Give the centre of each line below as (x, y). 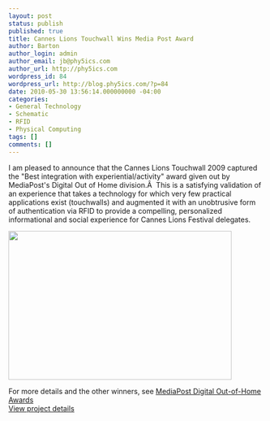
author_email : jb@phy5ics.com (60, 62)
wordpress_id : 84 (38, 76)
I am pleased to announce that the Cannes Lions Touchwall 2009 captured (133, 167)
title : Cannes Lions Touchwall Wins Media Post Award (101, 39)
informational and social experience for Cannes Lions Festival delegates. (130, 219)
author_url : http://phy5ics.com (63, 69)
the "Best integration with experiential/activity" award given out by (119, 176)
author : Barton (34, 46)
